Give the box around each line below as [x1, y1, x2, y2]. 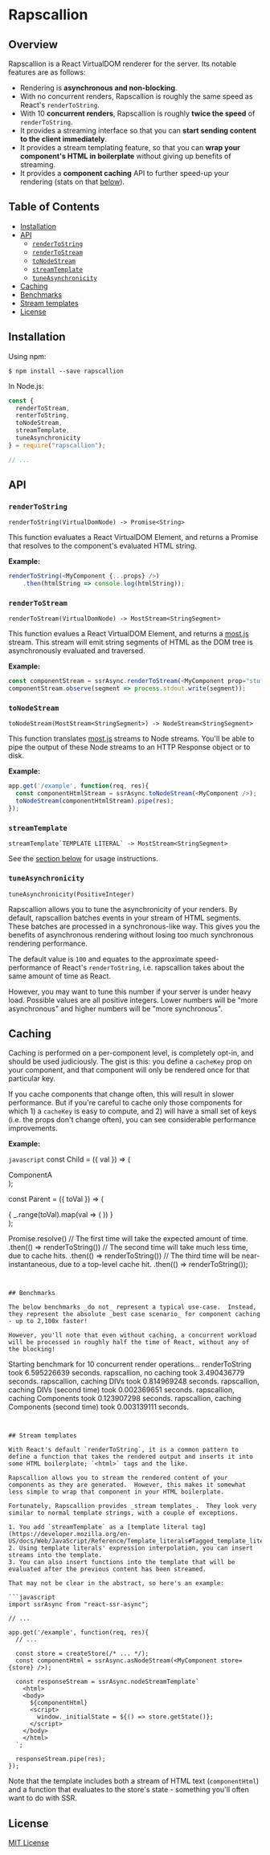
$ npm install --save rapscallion [8, 367, 125, 375]
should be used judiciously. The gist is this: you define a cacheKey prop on [8, 1056, 252, 1066]
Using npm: [8, 351, 47, 361]
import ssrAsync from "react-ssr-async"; [8, 1600, 149, 1608]
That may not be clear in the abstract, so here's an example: [8, 1579, 225, 1587]
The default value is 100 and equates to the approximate [8, 954, 194, 963]
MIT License [8, 1838, 50, 1848]
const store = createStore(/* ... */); [15, 1649, 149, 1658]
